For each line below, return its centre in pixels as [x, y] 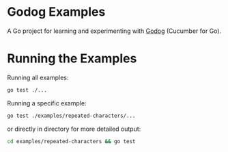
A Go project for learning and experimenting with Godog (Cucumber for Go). [114, 31]
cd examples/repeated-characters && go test [71, 141]
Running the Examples [72, 59]
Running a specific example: [47, 103]
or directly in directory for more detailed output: [74, 129]
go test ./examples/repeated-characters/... [71, 116]
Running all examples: [38, 77]
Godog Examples [56, 12]
